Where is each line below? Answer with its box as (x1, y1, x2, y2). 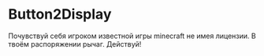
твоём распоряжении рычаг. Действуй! (8, 39, 142, 48)
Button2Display (8, 5, 112, 23)
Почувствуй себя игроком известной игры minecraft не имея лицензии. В (8, 31, 256, 40)
